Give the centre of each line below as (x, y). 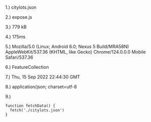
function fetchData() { (30, 106)
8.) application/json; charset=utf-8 (41, 87)
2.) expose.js (19, 17)
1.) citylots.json (21, 7)
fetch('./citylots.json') (37, 110)
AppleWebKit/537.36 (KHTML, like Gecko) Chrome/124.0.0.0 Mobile (75, 52)
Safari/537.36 (19, 57)
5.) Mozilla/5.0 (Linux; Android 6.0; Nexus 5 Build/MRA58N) (67, 47)
